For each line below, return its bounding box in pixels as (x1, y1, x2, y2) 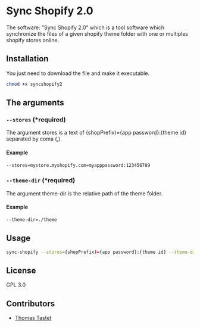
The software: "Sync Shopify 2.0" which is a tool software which (6, 24, 165, 31)
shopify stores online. (6, 36, 60, 43)
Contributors (6, 298, 55, 309)
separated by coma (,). (6, 135, 62, 142)
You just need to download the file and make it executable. (6, 70, 150, 77)
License (6, 265, 36, 275)
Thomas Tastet (14, 314, 52, 322)
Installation (6, 54, 49, 64)
